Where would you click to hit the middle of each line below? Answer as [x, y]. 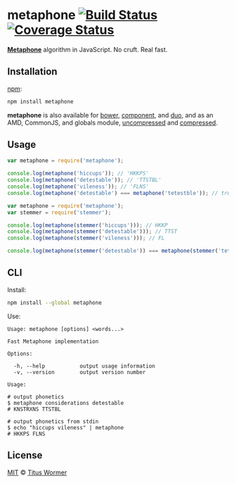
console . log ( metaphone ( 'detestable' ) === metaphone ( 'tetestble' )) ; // [113, 193]
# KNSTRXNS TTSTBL [34, 409]
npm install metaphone [40, 101]
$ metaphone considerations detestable [66, 403]
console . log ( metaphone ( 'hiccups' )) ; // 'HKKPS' [78, 174]
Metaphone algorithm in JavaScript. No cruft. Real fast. [87, 49]
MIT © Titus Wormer [37, 472]
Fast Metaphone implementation [53, 341]
